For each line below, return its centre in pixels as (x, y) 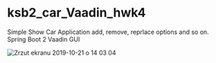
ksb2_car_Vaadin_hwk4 (76, 13)
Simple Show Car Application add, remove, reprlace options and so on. (108, 32)
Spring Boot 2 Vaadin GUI (44, 39)
